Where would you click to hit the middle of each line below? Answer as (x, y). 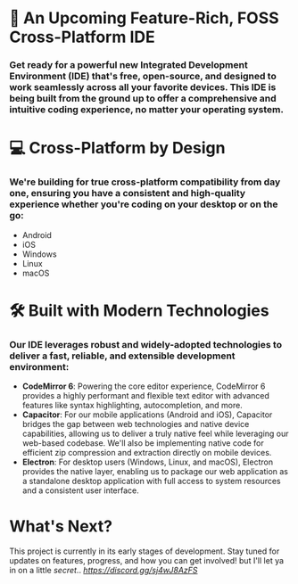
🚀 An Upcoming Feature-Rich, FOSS (144, 18)
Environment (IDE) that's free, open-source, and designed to (143, 77)
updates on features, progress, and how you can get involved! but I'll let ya (146, 561)
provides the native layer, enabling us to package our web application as (155, 472)
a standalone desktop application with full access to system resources (151, 481)
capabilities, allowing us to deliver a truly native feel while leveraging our (155, 434)
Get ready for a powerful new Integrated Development (128, 65)
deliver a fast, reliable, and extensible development (122, 356)
